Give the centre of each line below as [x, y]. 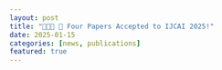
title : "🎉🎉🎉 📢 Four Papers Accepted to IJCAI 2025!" [112, 26]
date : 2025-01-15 [42, 35]
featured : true [38, 52]
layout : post [34, 18]
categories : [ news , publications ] [75, 43]
